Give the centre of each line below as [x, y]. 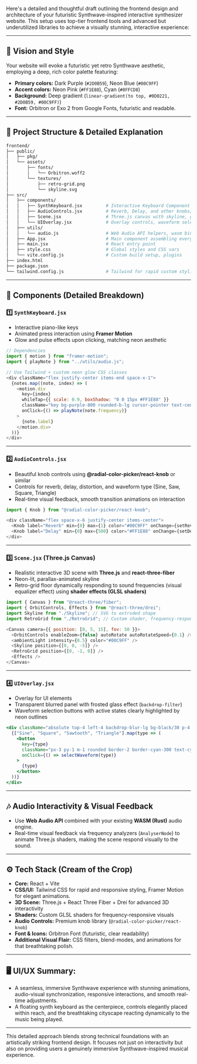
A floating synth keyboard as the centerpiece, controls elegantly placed [101, 1007]
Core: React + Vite [37, 884]
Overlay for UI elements [43, 698]
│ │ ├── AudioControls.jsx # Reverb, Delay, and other [90, 211]
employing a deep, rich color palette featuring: [62, 72]
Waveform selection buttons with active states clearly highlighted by [97, 711]
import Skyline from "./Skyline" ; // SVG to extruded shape [81, 614]
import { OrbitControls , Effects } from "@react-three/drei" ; [84, 608]
